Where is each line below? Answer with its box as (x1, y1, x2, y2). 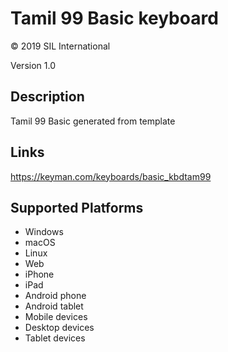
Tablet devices (24, 332, 86, 344)
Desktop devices (24, 322, 95, 334)
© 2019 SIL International (10, 40, 111, 52)
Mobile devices (24, 311, 88, 323)
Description (10, 88, 85, 106)
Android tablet (24, 300, 84, 312)
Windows (24, 226, 64, 238)
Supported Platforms (10, 199, 144, 216)
